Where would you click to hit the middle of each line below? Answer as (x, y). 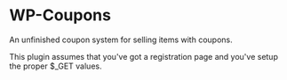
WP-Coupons (60, 15)
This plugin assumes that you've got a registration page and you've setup (143, 56)
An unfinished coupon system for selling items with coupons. (121, 40)
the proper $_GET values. (56, 66)
